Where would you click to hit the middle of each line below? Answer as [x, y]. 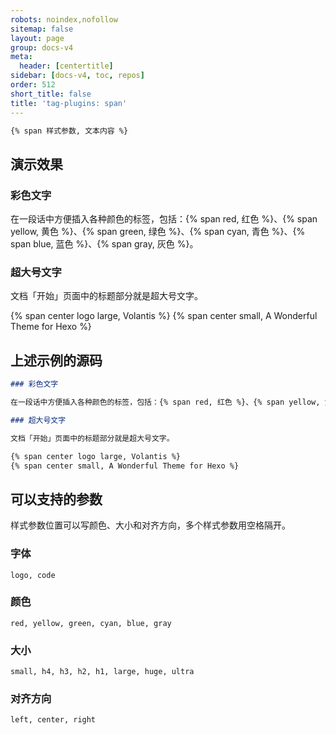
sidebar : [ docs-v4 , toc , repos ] [77, 76]
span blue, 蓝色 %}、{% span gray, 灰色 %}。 [104, 244]
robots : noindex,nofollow [64, 19]
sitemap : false [42, 29]
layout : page [37, 38]
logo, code [33, 575]
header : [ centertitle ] [66, 66]
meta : [21, 57]
